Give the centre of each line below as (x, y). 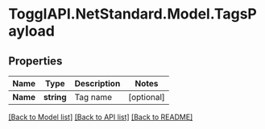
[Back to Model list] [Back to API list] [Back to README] (101, 117)
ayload (31, 31)
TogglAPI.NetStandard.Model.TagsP (133, 14)
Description (97, 83)
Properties (35, 61)
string (55, 97)
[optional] (146, 97)
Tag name (93, 97)
